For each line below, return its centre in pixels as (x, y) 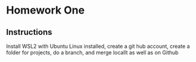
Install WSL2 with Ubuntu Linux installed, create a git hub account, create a (98, 46)
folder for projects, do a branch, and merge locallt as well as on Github (92, 53)
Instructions (29, 32)
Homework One (45, 10)
